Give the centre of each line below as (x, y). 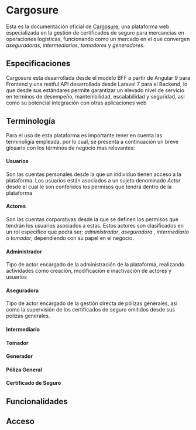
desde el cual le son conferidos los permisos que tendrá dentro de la (89, 187)
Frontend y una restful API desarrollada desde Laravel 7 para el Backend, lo (97, 84)
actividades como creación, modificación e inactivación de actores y (89, 271)
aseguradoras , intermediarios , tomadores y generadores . (75, 45)
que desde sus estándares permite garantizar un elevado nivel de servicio (95, 90)
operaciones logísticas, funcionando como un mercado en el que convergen (98, 39)
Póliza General (24, 370)
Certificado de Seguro (34, 383)
